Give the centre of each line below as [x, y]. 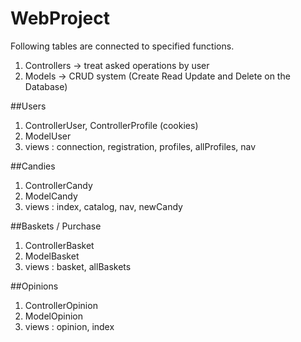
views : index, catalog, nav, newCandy [103, 206]
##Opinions [34, 286]
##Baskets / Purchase [56, 226]
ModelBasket [52, 256]
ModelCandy [51, 196]
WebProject [60, 18]
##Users [28, 106]
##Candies [33, 166]
